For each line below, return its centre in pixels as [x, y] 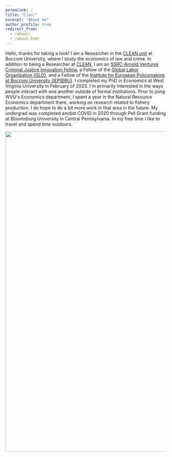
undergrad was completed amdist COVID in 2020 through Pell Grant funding [86, 113]
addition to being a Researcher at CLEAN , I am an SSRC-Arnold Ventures [82, 64]
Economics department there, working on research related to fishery [78, 102]
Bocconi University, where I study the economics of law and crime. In [79, 58]
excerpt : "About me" [27, 19]
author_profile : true [28, 24]
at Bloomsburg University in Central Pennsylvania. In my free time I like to [83, 118]
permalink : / [19, 10]
